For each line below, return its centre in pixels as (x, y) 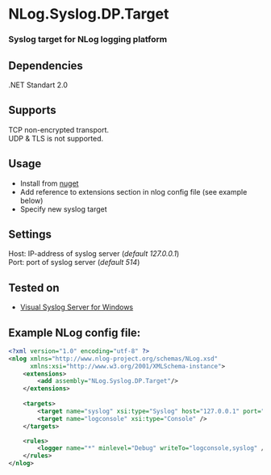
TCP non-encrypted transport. (59, 129)
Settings (30, 234)
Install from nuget (49, 183)
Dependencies (46, 65)
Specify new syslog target (63, 209)
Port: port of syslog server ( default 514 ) (74, 263)
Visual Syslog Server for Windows (77, 307)
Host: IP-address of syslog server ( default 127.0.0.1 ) (94, 254)
